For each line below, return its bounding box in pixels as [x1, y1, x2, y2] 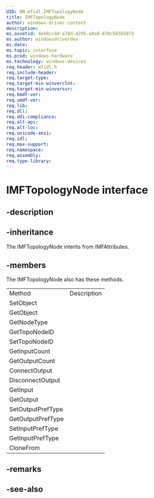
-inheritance [6, 227, 54, 238]
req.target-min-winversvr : [6, 86, 73, 92]
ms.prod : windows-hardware [6, 53, 73, 59]
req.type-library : [6, 158, 52, 164]
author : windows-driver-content [6, 20, 86, 26]
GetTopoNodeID [9, 328, 55, 336]
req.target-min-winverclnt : [6, 81, 76, 87]
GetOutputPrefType [9, 415, 64, 423]
